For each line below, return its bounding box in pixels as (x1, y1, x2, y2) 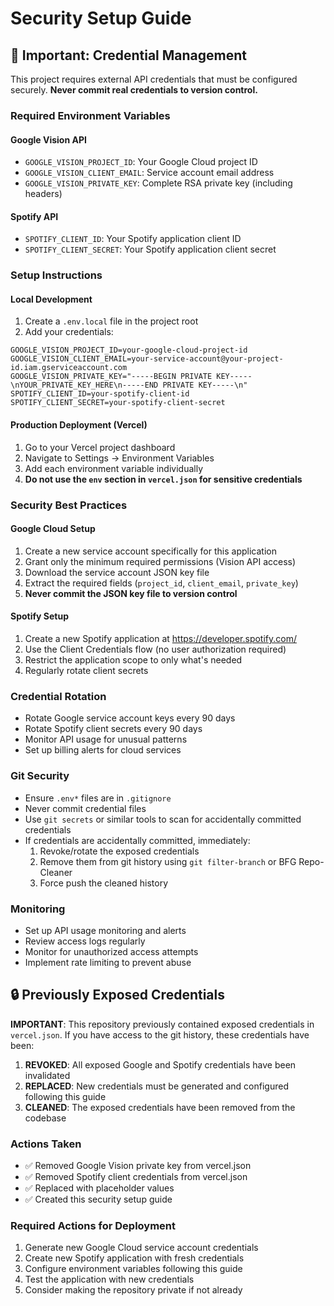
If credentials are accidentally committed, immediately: (24, 834, 251, 846)
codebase (24, 1112, 67, 1124)
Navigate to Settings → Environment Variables (24, 452, 215, 464)
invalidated (24, 1069, 71, 1081)
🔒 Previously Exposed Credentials (10, 987, 225, 1004)
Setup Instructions (10, 268, 103, 282)
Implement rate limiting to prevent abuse (24, 956, 192, 968)
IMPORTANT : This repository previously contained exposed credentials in (10, 1018, 315, 1030)
